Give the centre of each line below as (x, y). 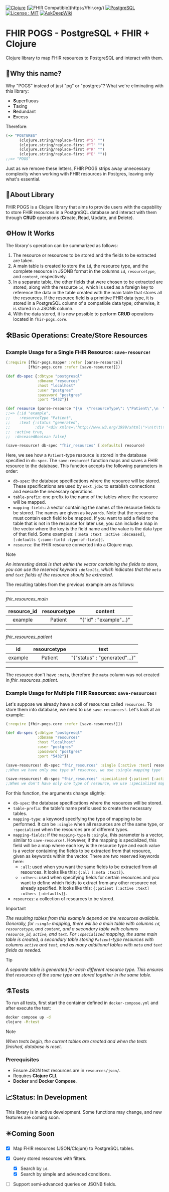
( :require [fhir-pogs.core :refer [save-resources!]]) (64, 724)
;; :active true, (25, 432)
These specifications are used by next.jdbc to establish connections (84, 486)
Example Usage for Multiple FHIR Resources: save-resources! (81, 693)
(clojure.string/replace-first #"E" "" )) (63, 154)
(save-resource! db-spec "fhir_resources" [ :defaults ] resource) (75, 446)
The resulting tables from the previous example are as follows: (70, 584)
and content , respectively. (40, 276)
